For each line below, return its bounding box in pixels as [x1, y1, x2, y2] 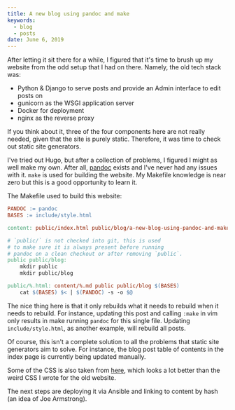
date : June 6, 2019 [7, 36, 64, 43]
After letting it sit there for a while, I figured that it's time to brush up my [7, 55, 213, 64]
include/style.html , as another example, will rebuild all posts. [7, 324, 187, 332]
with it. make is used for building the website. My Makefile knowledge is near [7, 171, 226, 179]
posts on [17, 92, 43, 100]
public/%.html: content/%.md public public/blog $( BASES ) [7, 282, 180, 289]
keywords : [7, 17, 36, 24]
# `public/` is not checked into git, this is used [7, 237, 161, 244]
